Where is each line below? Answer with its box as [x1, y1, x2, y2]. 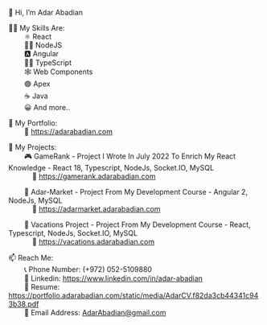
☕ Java [23, 91, 48, 101]
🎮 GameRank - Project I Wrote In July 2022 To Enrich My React [23, 151, 236, 161]
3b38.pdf [8, 299, 39, 309]
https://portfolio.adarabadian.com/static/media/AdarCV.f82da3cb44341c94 [8, 290, 259, 300]
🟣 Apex [23, 79, 51, 88]
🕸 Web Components [23, 67, 93, 76]
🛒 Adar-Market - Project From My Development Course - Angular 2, [23, 187, 248, 196]
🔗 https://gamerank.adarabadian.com [31, 171, 156, 181]
